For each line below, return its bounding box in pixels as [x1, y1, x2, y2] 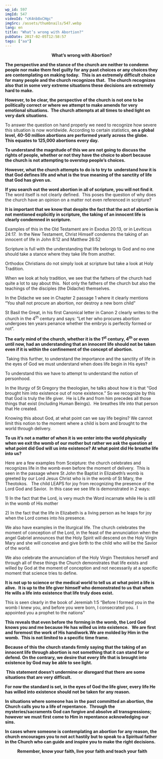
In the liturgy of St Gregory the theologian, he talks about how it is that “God [5, 385, 157, 391]
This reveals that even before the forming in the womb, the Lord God [5, 619, 146, 625]
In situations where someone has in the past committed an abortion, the [5, 699, 153, 704]
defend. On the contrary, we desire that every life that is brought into [5, 655, 147, 661]
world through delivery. [5, 426, 52, 432]
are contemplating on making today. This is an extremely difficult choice [5, 72, 156, 78]
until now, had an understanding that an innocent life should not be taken [5, 342, 156, 347]
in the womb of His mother [5, 500, 58, 507]
